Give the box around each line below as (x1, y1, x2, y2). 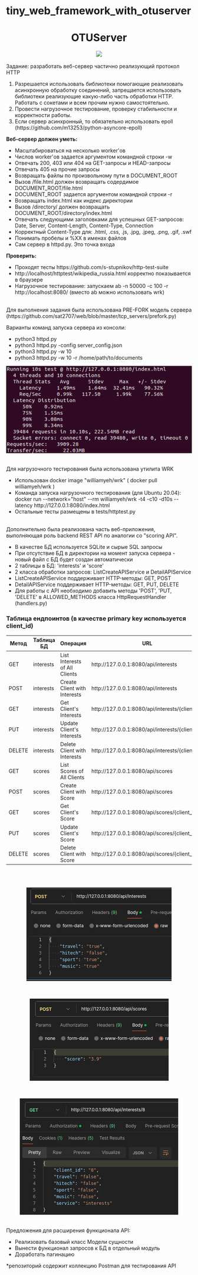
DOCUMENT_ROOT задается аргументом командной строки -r (14, 191, 173, 198)
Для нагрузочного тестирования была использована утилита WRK (6, 465, 174, 472)
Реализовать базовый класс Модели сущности (14, 1238, 134, 1246)
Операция (60, 640, 87, 647)
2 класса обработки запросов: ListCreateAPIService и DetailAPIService (14, 568, 192, 575)
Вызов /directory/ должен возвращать (14, 203, 110, 210)
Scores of (60, 767, 84, 774)
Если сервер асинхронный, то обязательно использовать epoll (14, 118, 173, 125)
